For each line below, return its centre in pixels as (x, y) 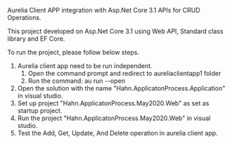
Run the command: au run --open (76, 81)
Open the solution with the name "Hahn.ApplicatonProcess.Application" (121, 88)
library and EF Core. (36, 39)
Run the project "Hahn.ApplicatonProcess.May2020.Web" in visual (114, 118)
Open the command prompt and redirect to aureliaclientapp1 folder (124, 73)
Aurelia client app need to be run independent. (85, 66)
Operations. (24, 18)
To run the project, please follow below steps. (73, 52)
